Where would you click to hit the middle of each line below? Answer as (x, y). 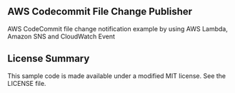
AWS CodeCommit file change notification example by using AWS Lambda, (118, 28)
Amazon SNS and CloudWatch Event (61, 36)
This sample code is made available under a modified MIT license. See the (117, 76)
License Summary (49, 59)
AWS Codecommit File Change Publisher (100, 12)
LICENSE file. (27, 83)
